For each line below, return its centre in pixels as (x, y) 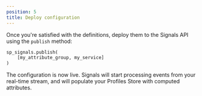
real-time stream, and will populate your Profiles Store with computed (93, 82)
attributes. (19, 88)
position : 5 (21, 12)
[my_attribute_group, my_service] (61, 58)
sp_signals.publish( (32, 52)
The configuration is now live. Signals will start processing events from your (101, 75)
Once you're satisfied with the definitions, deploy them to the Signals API (97, 34)
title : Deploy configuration (43, 18)
